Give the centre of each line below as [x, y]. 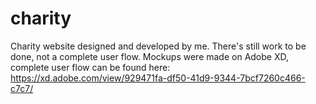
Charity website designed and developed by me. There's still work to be [158, 46]
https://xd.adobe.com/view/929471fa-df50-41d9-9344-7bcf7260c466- [158, 78]
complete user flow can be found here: [90, 67]
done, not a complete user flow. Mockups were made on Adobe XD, [149, 56]
